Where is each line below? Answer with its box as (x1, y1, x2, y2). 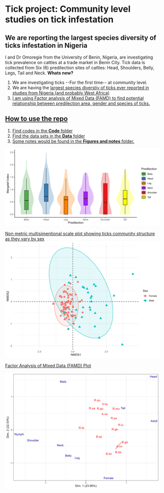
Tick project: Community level (5, 3, 131, 15)
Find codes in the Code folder (12, 128, 73, 133)
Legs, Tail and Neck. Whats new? (5, 70, 74, 76)
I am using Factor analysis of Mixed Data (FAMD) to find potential (12, 95, 144, 101)
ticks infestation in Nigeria (5, 41, 87, 50)
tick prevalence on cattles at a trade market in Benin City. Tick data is (5, 60, 145, 65)
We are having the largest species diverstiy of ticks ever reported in (12, 85, 149, 91)
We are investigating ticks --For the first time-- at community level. (12, 80, 148, 85)
